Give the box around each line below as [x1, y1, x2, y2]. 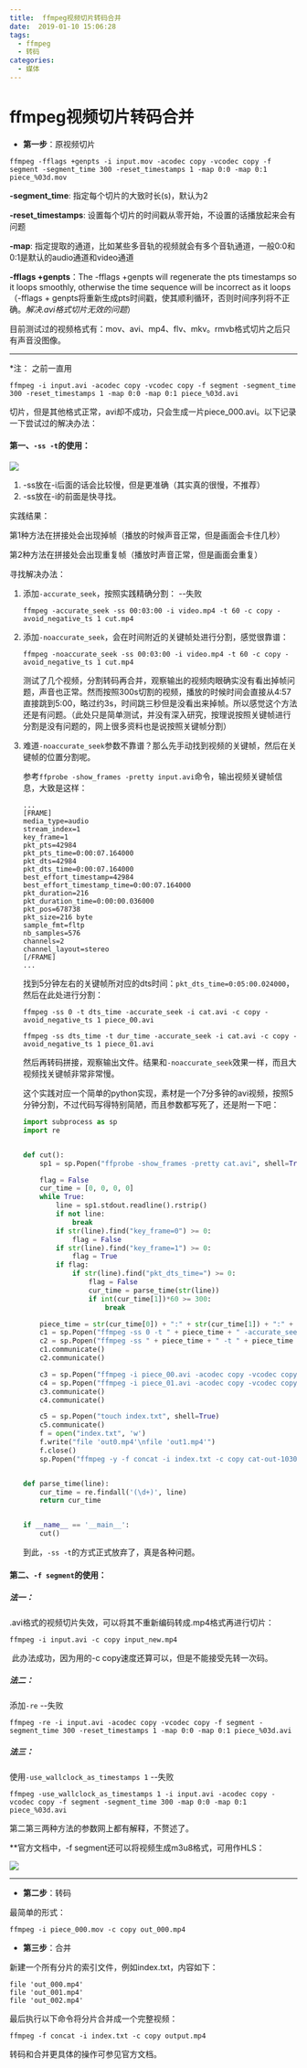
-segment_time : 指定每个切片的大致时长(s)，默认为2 [9, 189, 208, 201]
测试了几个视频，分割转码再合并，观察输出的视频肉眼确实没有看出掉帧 [22, 675, 288, 686]
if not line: [56, 1209, 106, 1219]
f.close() [39, 1446, 77, 1455]
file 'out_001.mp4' [9, 1988, 84, 1997]
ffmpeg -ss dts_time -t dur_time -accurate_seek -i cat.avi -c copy [22, 1032, 290, 1041]
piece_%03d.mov [9, 173, 68, 182]
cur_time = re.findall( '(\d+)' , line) [39, 1487, 187, 1496]
